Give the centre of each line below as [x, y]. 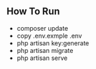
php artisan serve [42, 58]
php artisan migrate [45, 50]
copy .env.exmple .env [49, 36]
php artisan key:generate [53, 43]
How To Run [33, 11]
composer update [42, 28]
